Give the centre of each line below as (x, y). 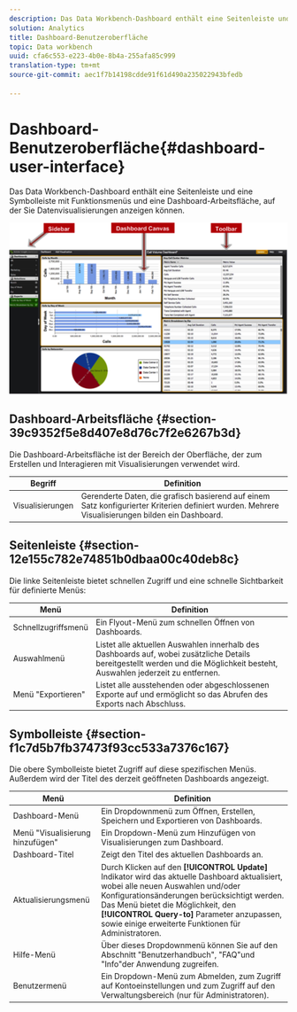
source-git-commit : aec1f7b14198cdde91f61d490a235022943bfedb (126, 75)
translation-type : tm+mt (55, 66)
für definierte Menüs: (48, 590)
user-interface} (67, 166)
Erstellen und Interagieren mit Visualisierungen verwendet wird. (125, 463)
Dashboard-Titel (43, 854)
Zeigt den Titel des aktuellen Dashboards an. (182, 854)
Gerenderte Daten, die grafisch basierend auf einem (175, 496)
